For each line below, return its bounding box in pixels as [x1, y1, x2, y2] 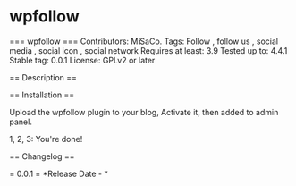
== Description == [9, 72, 78, 82]
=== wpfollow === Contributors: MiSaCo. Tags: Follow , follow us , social [9, 36, 279, 46]
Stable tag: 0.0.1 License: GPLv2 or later [9, 55, 156, 65]
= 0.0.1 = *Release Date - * [9, 168, 109, 179]
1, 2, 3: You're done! [9, 133, 83, 144]
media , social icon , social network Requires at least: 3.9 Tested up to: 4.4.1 [9, 45, 288, 55]
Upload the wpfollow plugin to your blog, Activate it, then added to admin [9, 106, 279, 117]
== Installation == [9, 89, 75, 100]
